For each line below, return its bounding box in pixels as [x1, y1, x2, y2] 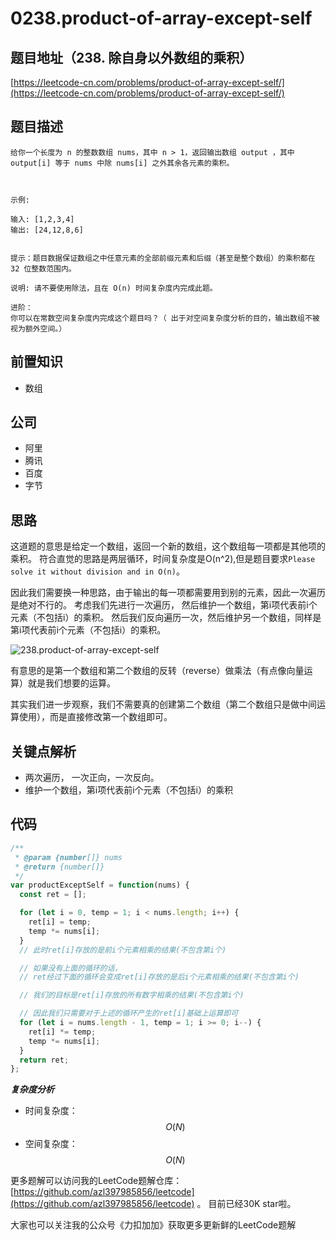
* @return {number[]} [14, 862, 105, 872]
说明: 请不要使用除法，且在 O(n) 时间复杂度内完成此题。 [10, 283, 218, 293]
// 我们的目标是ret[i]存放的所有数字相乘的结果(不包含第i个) [19, 990, 245, 1001]
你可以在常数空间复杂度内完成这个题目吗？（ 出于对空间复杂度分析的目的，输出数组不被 [10, 313, 320, 323]
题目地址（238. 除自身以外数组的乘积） [10, 49, 253, 66]
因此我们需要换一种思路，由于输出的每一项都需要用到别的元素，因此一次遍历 [10, 587, 326, 599]
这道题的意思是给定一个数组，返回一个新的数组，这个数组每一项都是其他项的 [10, 540, 326, 552]
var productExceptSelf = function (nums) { [10, 880, 190, 891]
